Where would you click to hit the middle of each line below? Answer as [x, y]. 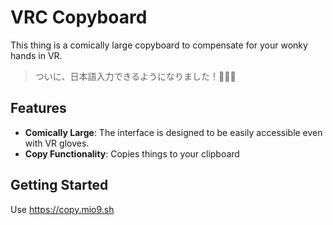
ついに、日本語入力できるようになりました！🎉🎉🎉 [135, 76]
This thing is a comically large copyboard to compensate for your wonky [159, 45]
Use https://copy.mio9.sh [62, 209]
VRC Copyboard [79, 17]
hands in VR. [36, 55]
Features [38, 108]
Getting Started [59, 185]
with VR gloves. [57, 143]
